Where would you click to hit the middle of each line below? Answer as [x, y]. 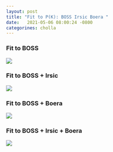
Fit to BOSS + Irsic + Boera [44, 131]
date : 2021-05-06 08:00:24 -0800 [49, 22]
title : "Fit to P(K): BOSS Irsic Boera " [57, 17]
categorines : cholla [31, 28]
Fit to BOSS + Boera [34, 103]
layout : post [22, 11]
